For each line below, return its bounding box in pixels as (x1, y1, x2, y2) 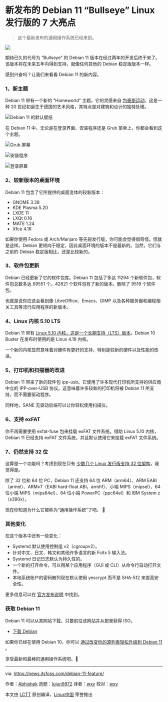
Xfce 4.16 (12, 225, 31, 231)
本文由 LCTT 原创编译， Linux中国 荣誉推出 (5, 691, 93, 697)
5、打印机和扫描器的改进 (5, 367, 65, 374)
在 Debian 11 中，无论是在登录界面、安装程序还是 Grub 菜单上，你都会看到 (5, 125, 158, 131)
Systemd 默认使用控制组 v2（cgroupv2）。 (12, 543, 100, 549)
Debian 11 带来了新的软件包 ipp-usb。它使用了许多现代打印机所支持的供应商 (5, 379, 161, 385)
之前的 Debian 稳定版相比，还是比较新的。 (5, 248, 92, 254)
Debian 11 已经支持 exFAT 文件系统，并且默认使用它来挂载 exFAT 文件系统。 (5, 434, 161, 440)
